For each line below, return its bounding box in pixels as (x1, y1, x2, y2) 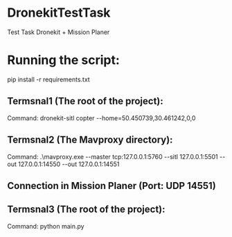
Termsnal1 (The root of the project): (7, 95, 164, 107)
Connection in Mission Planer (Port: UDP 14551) (7, 179, 216, 192)
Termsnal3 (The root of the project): (7, 204, 166, 215)
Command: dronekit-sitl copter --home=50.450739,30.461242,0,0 (7, 113, 196, 122)
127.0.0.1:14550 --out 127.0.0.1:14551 (18, 160, 120, 168)
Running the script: (7, 52, 120, 68)
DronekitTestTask (7, 5, 111, 21)
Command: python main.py (7, 222, 84, 230)
